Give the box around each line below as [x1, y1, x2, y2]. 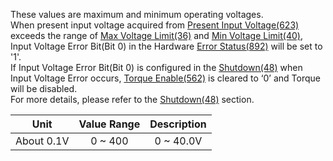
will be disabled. [10, 83, 78, 94]
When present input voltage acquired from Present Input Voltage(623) [10, 19, 300, 31]
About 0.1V [15, 134, 70, 148]
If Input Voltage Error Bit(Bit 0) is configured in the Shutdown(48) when [10, 62, 303, 73]
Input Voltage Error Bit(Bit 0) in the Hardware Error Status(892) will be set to [10, 40, 323, 52]
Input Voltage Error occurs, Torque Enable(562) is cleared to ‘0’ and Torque [10, 72, 321, 84]
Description [149, 117, 207, 131]
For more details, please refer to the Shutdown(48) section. [10, 94, 255, 105]
